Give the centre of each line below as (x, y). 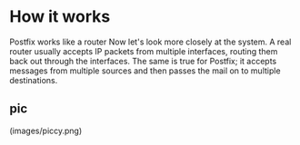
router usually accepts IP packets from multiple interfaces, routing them (144, 51)
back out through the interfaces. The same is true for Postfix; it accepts (143, 61)
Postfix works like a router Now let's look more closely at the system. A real (150, 42)
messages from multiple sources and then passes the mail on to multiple (145, 71)
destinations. (34, 80)
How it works (60, 17)
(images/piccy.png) (46, 130)
